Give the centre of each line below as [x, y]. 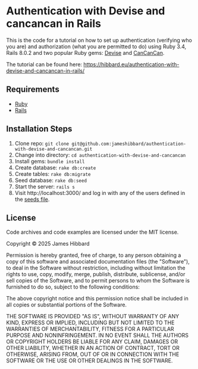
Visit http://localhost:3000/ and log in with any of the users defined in [100, 193]
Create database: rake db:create [55, 168]
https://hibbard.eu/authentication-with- [131, 64]
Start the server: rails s [45, 187]
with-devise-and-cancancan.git [54, 149]
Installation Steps [39, 129]
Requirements [33, 90]
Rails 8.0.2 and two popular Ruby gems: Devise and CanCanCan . [85, 52]
